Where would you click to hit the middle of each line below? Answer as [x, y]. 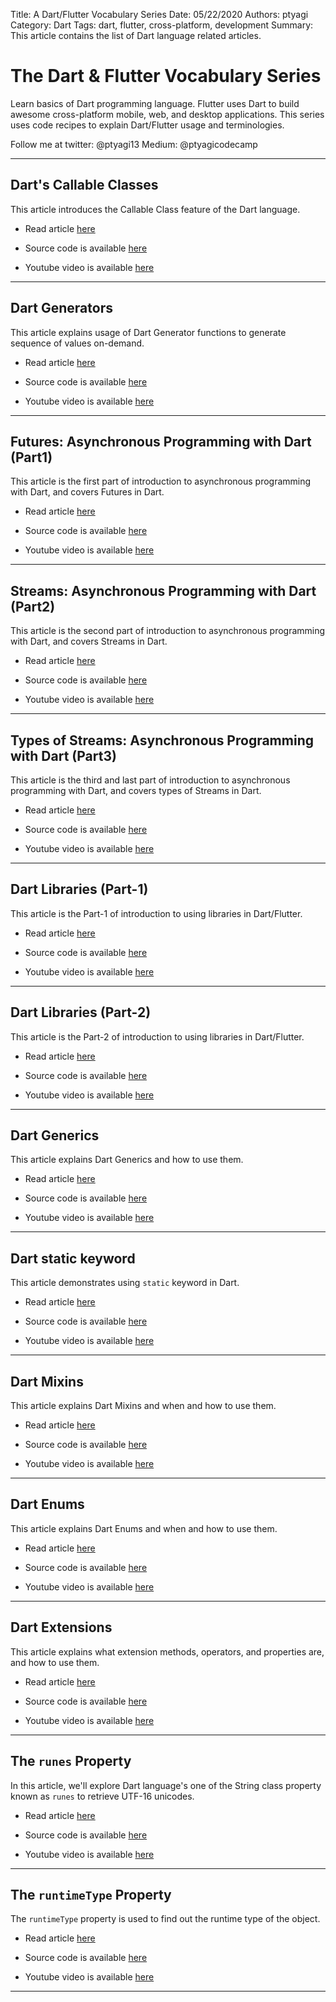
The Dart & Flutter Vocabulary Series [166, 76]
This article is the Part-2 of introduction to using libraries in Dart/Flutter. [157, 1036]
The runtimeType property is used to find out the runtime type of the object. [165, 1919]
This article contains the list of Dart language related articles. [136, 35]
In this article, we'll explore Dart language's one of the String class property [166, 1785]
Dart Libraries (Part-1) [79, 889]
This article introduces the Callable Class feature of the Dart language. [155, 209]
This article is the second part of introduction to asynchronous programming [168, 631]
